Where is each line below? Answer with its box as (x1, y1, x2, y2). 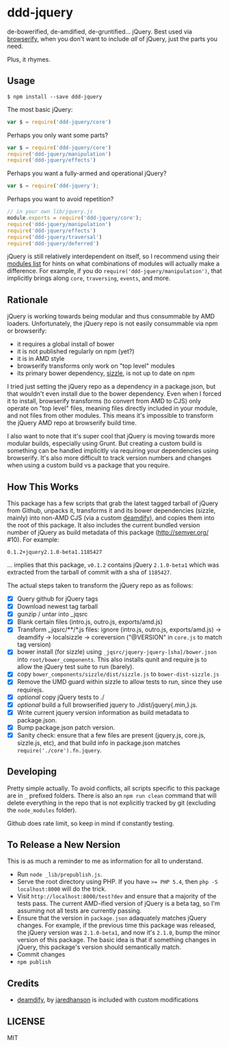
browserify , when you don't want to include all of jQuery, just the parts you (7, 34, 217, 42)
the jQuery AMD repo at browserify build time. (7, 419, 137, 427)
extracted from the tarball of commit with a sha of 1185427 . (7, 568, 172, 576)
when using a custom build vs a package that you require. (7, 461, 170, 470)
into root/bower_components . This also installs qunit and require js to (16, 655, 207, 664)
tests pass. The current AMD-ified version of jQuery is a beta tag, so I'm (16, 899, 220, 908)
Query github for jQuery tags (16, 594, 98, 603)
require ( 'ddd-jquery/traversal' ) (7, 234, 103, 240)
